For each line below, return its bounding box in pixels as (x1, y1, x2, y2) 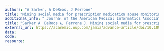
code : (5, 34, 16, 39)
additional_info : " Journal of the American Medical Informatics (5, 16, 141, 21)
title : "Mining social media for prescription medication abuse (5, 12, 139, 17)
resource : (5, 39, 25, 44)
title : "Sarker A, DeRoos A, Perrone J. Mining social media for (5, 20, 141, 26)
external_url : (5, 25, 34, 30)
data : (5, 30, 16, 34)
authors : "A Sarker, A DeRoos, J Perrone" (5, 7, 93, 12)
